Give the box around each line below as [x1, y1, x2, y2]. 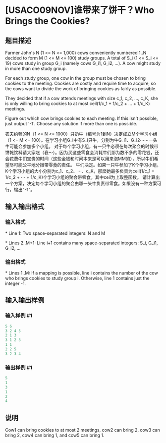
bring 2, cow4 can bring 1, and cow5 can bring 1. [5, 432, 105, 439]
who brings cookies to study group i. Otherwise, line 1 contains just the [5, 275, 150, 281]
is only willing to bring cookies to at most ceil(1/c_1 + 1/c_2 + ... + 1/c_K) [5, 101, 150, 107]
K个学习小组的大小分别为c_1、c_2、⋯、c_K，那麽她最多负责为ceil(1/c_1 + [5, 168, 155, 174]
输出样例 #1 [5, 364, 32, 371]
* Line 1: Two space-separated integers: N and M [5, 230, 106, 236]
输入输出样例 [5, 296, 45, 305]
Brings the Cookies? [5, 15, 90, 27]
